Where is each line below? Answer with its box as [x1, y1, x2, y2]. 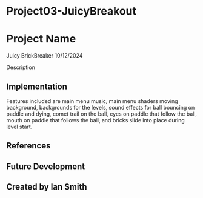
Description [6, 64, 35, 71]
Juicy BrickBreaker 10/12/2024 [6, 52, 83, 59]
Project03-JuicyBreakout [6, 4, 137, 18]
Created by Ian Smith [6, 182, 87, 192]
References [6, 140, 51, 151]
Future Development [6, 161, 85, 171]
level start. [6, 123, 33, 130]
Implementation [6, 81, 68, 91]
